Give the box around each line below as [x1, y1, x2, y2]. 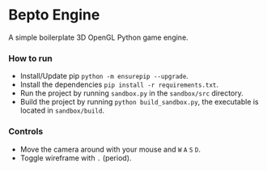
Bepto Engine [8, 6, 100, 24]
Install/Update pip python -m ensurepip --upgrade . [19, 71, 189, 81]
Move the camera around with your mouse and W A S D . [19, 144, 201, 154]
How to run [8, 53, 53, 64]
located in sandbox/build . [19, 105, 105, 115]
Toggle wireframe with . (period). [19, 152, 132, 163]
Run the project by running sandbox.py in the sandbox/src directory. [19, 88, 244, 98]
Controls [8, 126, 44, 137]
